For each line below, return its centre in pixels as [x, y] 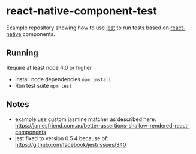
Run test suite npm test [43, 85]
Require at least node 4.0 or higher [49, 67]
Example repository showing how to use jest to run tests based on [88, 28]
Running [22, 53]
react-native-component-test [82, 11]
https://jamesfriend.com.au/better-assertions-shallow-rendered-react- [102, 125]
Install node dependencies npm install [63, 79]
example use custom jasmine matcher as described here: [85, 119]
